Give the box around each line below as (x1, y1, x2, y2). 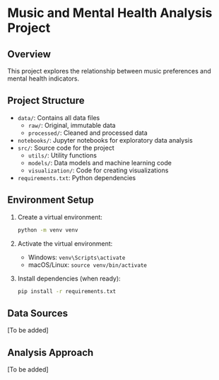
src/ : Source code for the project (17, 143, 114, 152)
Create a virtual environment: (17, 213, 102, 221)
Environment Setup (7, 194, 94, 206)
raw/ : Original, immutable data (28, 121, 116, 129)
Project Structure (7, 95, 85, 107)
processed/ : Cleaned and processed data (28, 129, 148, 137)
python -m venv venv (17, 226, 78, 234)
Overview (7, 48, 52, 60)
